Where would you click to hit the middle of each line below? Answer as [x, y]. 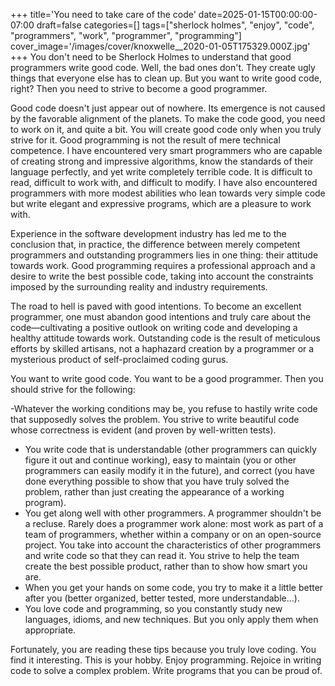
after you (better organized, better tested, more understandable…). [162, 598]
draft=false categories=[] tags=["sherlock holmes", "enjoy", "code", [175, 25]
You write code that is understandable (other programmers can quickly [170, 449]
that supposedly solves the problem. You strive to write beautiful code [155, 419]
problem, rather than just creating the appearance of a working [154, 492]
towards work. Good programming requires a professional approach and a [163, 265]
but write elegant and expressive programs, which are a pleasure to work [161, 203]
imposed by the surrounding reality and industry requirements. [139, 287]
